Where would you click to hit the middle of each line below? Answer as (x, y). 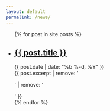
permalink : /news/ (28, 17)
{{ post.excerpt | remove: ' (46, 73)
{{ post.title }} (41, 53)
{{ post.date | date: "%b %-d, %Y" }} (59, 67)
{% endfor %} (31, 103)
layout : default (25, 12)
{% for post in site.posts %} (48, 34)
